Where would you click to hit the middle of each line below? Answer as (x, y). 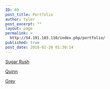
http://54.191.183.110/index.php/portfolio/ (58, 38)
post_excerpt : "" (24, 24)
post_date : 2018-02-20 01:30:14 (39, 47)
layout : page (19, 29)
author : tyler (20, 19)
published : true (22, 43)
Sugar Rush (17, 61)
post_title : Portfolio (29, 15)
